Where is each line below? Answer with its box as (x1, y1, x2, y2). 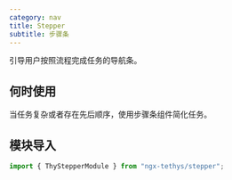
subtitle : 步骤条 (9, 29, 69, 38)
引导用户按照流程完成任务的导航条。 (9, 55, 142, 66)
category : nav (9, 12, 62, 22)
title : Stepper (9, 21, 66, 30)
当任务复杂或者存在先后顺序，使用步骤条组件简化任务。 (9, 109, 212, 120)
